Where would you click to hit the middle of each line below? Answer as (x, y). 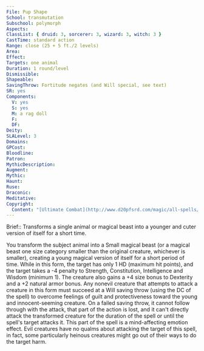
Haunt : (15, 182)
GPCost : (16, 147)
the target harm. (26, 342)
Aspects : (17, 29)
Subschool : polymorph (34, 23)
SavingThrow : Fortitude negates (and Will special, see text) (87, 86)
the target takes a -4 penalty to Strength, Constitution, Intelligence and (95, 271)
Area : (13, 52)
